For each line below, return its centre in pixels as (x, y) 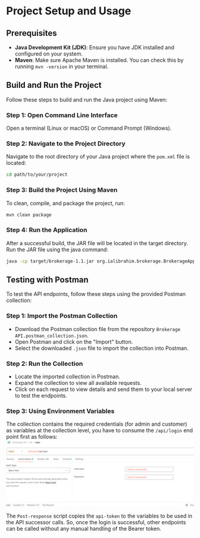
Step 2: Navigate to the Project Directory (66, 143)
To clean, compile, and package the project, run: (65, 203)
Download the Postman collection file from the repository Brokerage (97, 329)
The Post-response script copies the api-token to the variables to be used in (99, 516)
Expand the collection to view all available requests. (78, 383)
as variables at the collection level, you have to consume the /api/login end (100, 430)
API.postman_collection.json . (52, 335)
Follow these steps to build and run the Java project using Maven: (87, 99)
